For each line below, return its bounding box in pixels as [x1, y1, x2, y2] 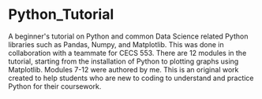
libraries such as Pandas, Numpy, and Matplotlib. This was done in [8, 39, 224, 49]
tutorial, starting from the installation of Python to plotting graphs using [8, 57, 239, 66]
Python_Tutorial [8, 5, 114, 24]
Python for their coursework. [8, 81, 102, 91]
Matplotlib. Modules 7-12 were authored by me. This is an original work [8, 64, 239, 74]
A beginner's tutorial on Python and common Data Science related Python [8, 31, 249, 41]
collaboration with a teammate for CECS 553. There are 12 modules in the [8, 48, 247, 57]
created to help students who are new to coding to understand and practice [8, 73, 254, 82]
